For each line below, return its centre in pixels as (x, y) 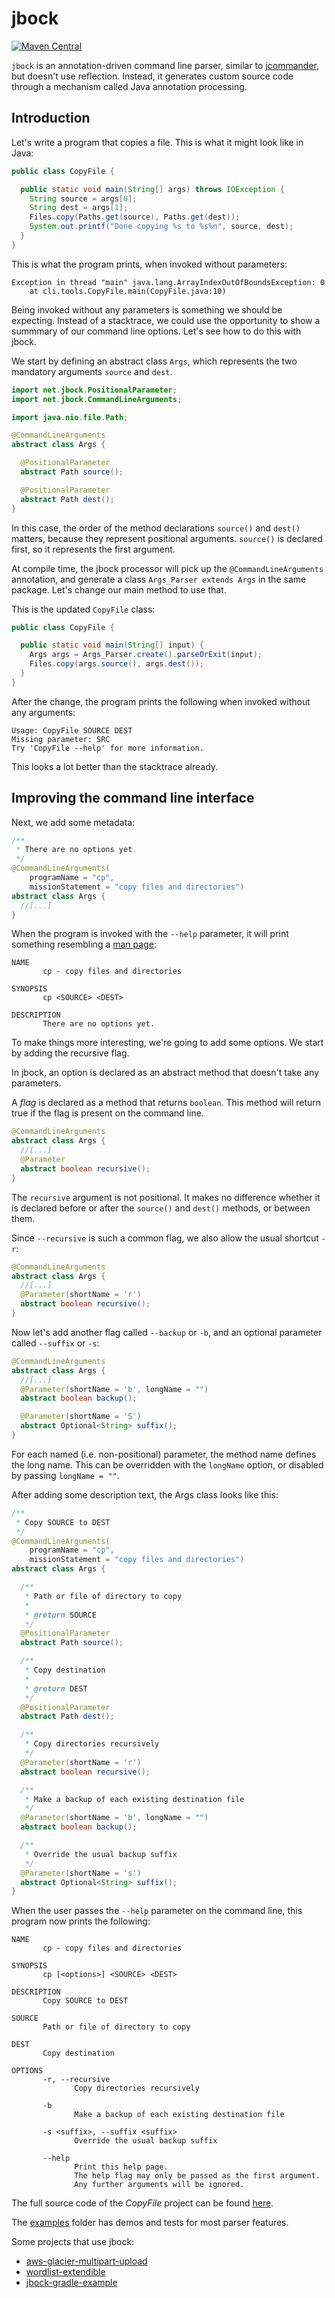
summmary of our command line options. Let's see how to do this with (156, 331)
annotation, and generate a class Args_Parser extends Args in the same (159, 579)
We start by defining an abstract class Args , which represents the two (154, 361)
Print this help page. (121, 2167)
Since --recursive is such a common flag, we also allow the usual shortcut (165, 1238)
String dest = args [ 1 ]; (79, 208)
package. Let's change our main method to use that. (119, 589)
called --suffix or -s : (55, 1343)
